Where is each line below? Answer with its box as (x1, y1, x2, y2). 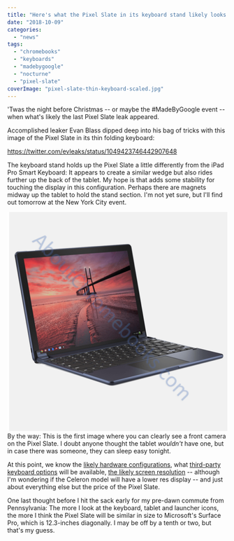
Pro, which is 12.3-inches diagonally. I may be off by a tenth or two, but (7, 519, 212, 527)
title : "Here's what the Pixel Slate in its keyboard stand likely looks (7, 11, 227, 18)
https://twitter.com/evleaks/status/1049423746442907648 (7, 147, 177, 156)
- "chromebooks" (13, 48, 61, 55)
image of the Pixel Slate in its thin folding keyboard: (7, 134, 155, 142)
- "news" (13, 34, 39, 41)
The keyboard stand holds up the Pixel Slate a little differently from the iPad (7, 161, 225, 170)
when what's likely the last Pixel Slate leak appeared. (7, 113, 159, 121)
